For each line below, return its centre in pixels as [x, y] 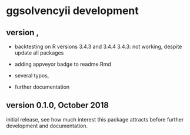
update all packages [39, 53]
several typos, [32, 75]
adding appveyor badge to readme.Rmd [63, 64]
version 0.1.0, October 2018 [57, 105]
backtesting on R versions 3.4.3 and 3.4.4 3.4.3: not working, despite [98, 46]
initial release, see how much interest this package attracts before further [95, 119]
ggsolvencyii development [73, 11]
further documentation [42, 87]
